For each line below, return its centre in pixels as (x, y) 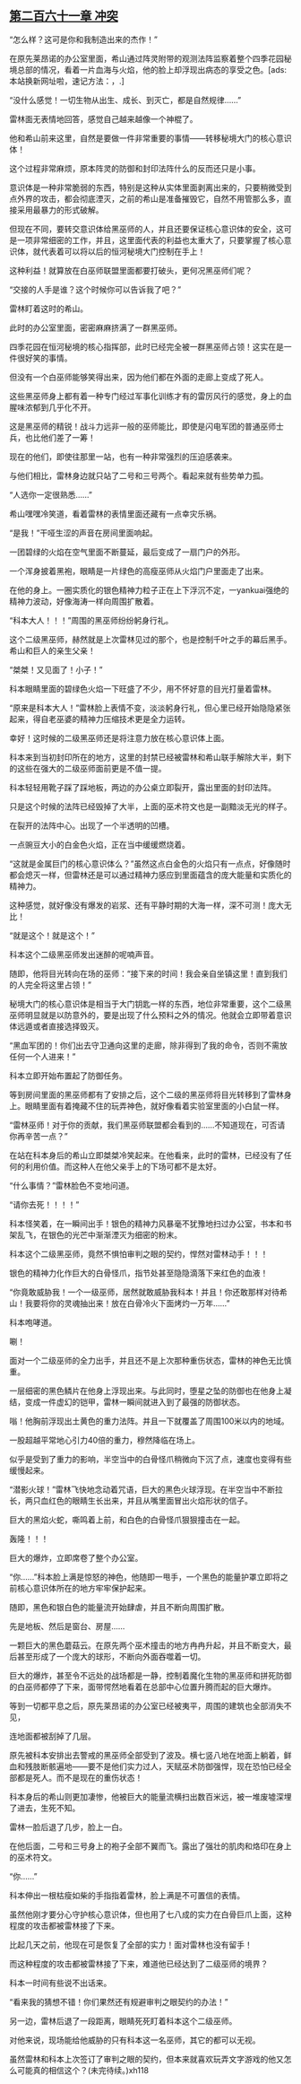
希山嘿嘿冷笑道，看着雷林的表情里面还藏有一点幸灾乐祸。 (115, 513)
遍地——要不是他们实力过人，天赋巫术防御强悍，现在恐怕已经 (170, 1766)
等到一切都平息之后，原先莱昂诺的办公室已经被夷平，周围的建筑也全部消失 (146, 1705)
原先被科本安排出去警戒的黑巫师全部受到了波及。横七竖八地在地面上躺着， (146, 1755)
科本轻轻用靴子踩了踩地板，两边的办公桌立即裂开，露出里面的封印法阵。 (142, 787)
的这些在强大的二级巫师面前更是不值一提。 (88, 768)
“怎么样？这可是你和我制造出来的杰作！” (84, 39)
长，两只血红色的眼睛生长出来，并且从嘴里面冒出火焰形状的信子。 (131, 1500)
